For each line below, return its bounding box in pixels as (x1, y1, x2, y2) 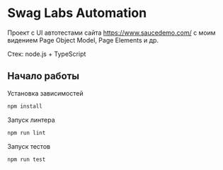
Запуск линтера (7, 115, 55, 124)
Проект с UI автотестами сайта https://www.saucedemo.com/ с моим (7, 28, 216, 37)
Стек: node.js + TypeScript (7, 50, 86, 58)
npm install (7, 103, 42, 110)
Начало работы (7, 70, 80, 82)
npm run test (7, 156, 46, 163)
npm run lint (7, 129, 46, 136)
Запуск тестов (7, 142, 51, 150)
